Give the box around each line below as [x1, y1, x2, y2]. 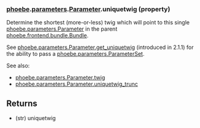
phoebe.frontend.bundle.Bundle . [6, 32, 89, 39]
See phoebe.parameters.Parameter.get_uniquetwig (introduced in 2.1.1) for [6, 43, 194, 51]
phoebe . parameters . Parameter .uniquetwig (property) [6, 5, 171, 13]
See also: [6, 62, 30, 69]
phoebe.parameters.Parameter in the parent [6, 25, 118, 32]
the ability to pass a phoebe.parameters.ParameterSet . [6, 50, 145, 58]
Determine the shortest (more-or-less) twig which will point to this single [6, 19, 190, 26]
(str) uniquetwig [15, 115, 56, 122]
